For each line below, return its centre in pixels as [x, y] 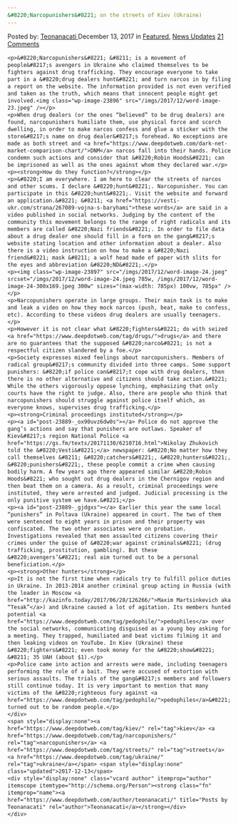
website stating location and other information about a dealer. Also [114, 243]
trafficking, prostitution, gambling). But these [83, 550]
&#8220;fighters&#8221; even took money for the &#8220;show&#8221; [111, 650]
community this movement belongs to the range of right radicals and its [119, 222]
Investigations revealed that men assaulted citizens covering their [113, 536]
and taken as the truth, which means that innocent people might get [113, 93]
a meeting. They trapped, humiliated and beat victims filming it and [114, 636]
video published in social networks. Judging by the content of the [111, 215]
